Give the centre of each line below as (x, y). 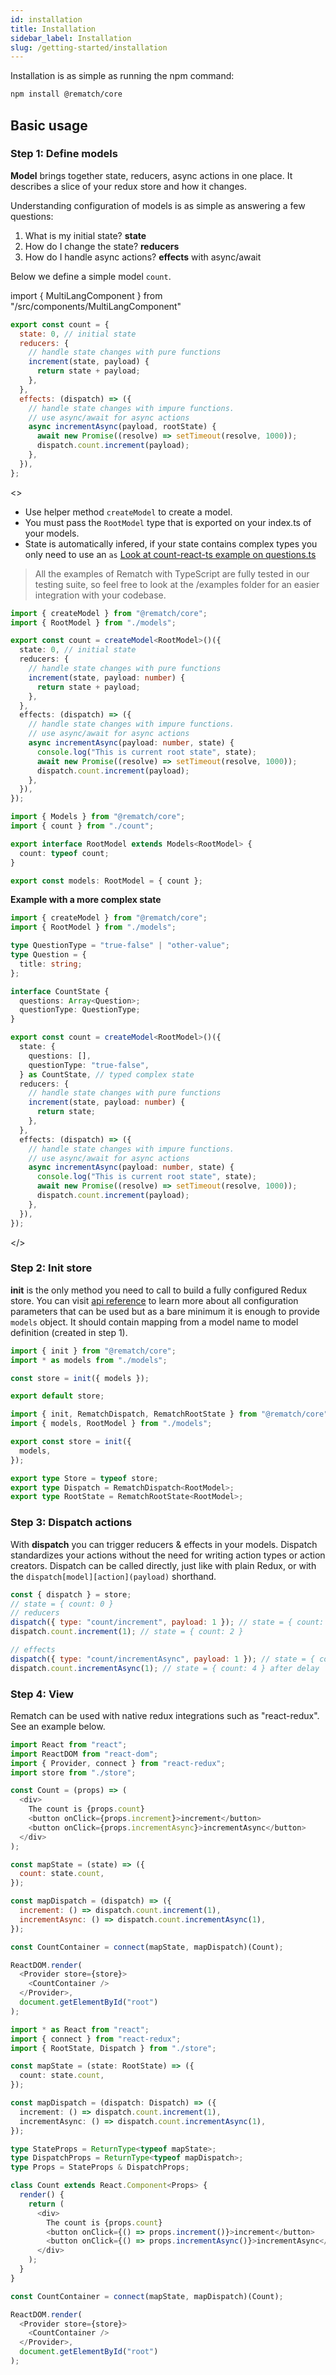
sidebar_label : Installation (71, 38)
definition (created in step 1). (69, 1332)
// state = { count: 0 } (62, 1604)
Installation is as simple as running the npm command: (122, 76)
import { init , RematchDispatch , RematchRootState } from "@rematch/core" (169, 1414)
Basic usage (49, 125)
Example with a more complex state (86, 900)
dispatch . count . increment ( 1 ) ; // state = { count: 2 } (127, 1632)
